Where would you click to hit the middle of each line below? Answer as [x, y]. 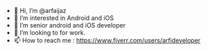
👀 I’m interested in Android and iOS [64, 18]
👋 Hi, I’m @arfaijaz [40, 11]
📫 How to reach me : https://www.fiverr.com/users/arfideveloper [107, 40]
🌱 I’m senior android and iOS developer [70, 25]
